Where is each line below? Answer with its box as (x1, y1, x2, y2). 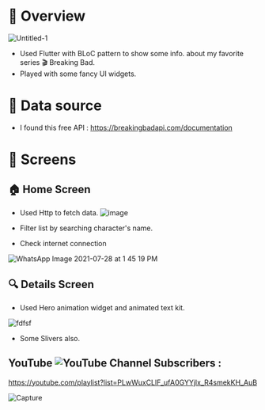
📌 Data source (8, 97, 102, 115)
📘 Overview (8, 7, 85, 25)
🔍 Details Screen (8, 278, 95, 291)
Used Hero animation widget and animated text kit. (19, 302, 185, 312)
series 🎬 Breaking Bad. (19, 57, 95, 66)
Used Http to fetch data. (19, 207, 99, 217)
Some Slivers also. (19, 333, 81, 343)
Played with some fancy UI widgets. (19, 69, 137, 78)
